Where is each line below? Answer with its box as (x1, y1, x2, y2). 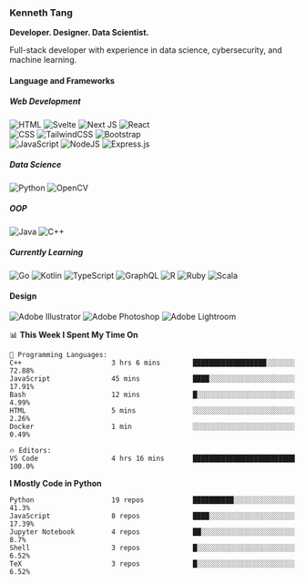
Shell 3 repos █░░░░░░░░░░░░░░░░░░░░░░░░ (9, 543, 296, 552)
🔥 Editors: (9, 446, 52, 455)
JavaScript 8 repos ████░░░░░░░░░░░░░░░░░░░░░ (9, 511, 296, 520)
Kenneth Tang (9, 6, 73, 19)
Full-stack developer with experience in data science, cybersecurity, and (9, 45, 282, 56)
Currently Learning (9, 247, 84, 258)
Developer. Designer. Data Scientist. (9, 27, 149, 38)
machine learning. (9, 55, 77, 66)
